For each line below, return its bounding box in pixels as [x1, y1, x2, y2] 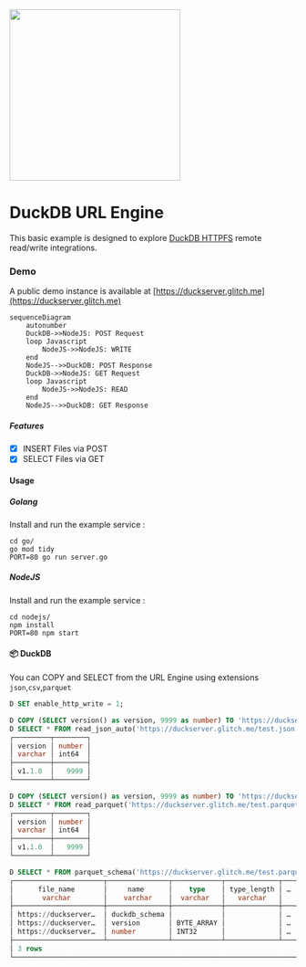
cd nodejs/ [9, 612, 51, 622]
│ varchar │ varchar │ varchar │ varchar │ [9, 893, 283, 902]
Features [9, 420, 45, 431]
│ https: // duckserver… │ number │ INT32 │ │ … [9, 927, 291, 937]
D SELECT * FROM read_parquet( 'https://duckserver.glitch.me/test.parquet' [9, 800, 303, 809]
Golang [9, 496, 38, 507]
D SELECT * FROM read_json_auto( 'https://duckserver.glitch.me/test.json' [9, 724, 300, 733]
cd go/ [9, 536, 35, 546]
